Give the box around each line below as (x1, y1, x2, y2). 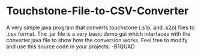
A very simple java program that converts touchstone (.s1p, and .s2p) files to (6, 24, 195, 31)
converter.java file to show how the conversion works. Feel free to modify (6, 36, 188, 43)
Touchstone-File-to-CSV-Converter (6, 4, 189, 18)
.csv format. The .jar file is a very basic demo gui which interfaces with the (6, 30, 191, 37)
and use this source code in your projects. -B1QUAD (6, 43, 135, 50)
